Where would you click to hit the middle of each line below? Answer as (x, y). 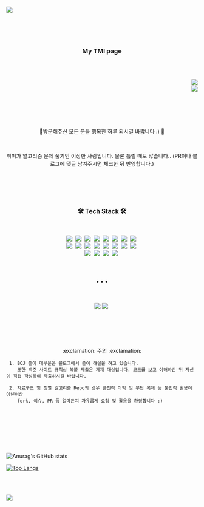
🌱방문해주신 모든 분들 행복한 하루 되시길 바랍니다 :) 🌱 (102, 131)
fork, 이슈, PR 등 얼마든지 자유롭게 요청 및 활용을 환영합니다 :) (90, 401)
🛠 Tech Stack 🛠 (102, 211)
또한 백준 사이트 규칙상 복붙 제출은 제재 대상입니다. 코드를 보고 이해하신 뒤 (100, 370)
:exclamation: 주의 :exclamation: (102, 350)
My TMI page (102, 51)
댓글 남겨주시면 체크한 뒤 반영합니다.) (110, 164)
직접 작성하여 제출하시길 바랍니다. (50, 376)
